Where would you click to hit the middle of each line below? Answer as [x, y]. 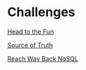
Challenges [41, 12]
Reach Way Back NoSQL [43, 58]
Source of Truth [30, 45]
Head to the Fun [31, 31]
